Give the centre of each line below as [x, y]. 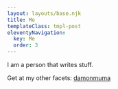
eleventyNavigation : [37, 33]
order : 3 [26, 45]
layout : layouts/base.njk [44, 13]
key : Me [24, 39]
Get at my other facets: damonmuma [59, 78]
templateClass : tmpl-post [44, 26]
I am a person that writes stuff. [50, 65]
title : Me [21, 20]
